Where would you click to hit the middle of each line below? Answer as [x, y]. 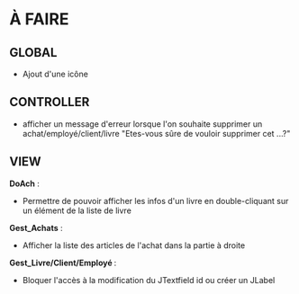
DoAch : [25, 183]
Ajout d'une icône [55, 74]
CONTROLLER [50, 102]
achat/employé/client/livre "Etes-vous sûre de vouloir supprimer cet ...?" [156, 133]
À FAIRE [39, 19]
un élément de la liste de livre [77, 210]
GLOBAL [33, 53]
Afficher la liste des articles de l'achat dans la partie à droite [134, 245]
